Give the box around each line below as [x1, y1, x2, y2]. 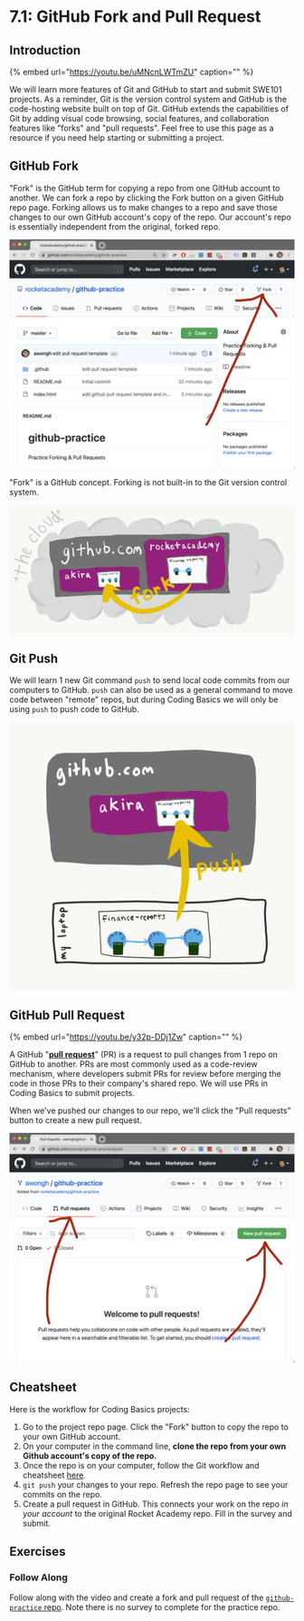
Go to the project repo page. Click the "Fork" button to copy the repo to [22, 1421, 290, 1432]
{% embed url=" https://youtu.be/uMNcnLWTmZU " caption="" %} [9, 66, 254, 77]
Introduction [9, 43, 81, 58]
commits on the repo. [22, 1489, 102, 1499]
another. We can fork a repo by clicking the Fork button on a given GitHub [9, 192, 284, 203]
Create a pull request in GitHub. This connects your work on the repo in [22, 1499, 289, 1509]
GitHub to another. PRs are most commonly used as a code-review [9, 1059, 258, 1069]
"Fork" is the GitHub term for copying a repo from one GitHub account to [9, 182, 280, 193]
